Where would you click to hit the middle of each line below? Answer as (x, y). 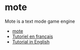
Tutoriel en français (32, 36)
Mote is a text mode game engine (40, 21)
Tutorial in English (31, 41)
